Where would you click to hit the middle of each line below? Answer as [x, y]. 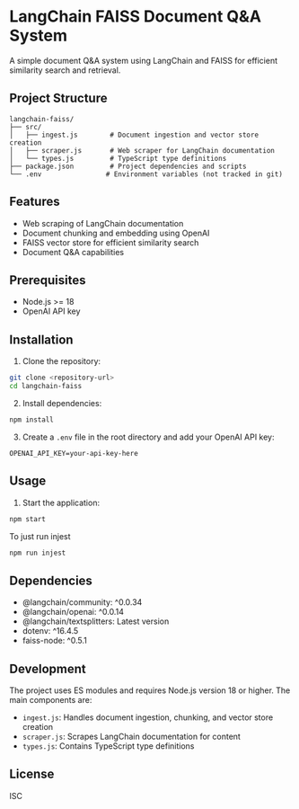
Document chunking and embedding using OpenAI [116, 233]
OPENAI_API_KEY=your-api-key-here [74, 453]
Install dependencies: [62, 403]
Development [48, 668]
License [32, 774]
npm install [31, 420]
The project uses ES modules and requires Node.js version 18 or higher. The [150, 690]
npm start [28, 519]
